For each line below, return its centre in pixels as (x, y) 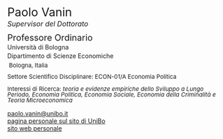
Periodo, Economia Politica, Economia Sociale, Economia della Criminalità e (112, 94)
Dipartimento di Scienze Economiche (60, 56)
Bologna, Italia (28, 65)
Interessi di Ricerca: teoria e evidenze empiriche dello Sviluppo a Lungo (106, 89)
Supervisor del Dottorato (48, 24)
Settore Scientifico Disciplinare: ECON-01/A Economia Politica (92, 77)
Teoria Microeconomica (40, 100)
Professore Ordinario (50, 38)
